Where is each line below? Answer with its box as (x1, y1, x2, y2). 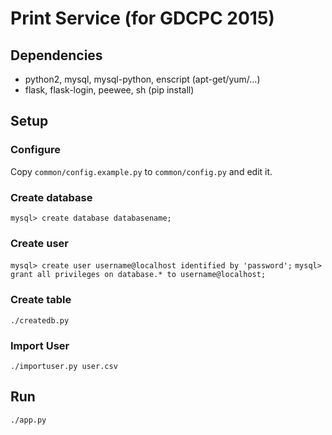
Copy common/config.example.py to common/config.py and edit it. (10, 165, 273, 177)
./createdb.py (10, 315, 70, 326)
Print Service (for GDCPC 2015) (10, 7, 275, 30)
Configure (10, 143, 61, 157)
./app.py (10, 415, 47, 425)
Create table (10, 293, 72, 307)
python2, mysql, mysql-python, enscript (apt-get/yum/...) (24, 73, 261, 85)
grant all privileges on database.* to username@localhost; (10, 270, 267, 280)
